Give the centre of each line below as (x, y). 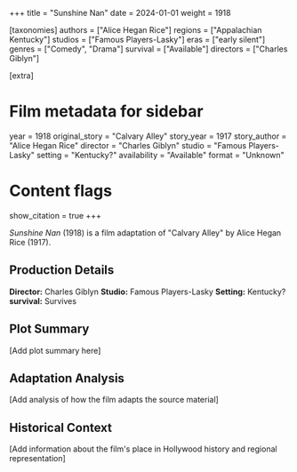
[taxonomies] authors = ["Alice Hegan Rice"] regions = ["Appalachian (136, 30)
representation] (38, 459)
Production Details (62, 270)
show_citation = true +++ (56, 215)
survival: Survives (43, 300)
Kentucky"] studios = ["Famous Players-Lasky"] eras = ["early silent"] (137, 40)
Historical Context (61, 427)
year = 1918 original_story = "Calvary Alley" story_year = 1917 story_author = (148, 136)
